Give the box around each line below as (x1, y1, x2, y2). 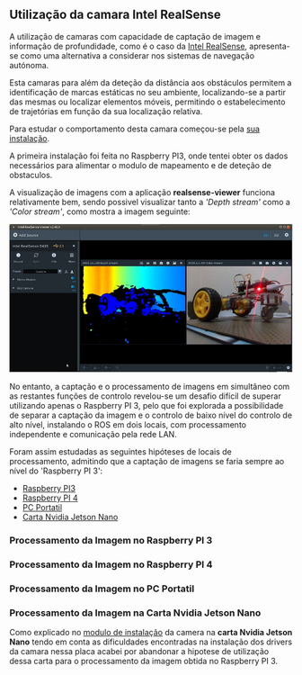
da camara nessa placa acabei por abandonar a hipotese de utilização (9, 646, 270, 657)
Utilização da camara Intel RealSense (9, 7, 222, 22)
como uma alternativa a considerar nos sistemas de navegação (20, 49, 254, 61)
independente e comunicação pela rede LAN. (9, 429, 177, 440)
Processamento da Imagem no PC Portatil (9, 582, 195, 595)
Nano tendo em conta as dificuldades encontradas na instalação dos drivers (9, 636, 293, 647)
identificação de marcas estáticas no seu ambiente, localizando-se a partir (9, 86, 286, 97)
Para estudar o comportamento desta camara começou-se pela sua (9, 123, 261, 134)
